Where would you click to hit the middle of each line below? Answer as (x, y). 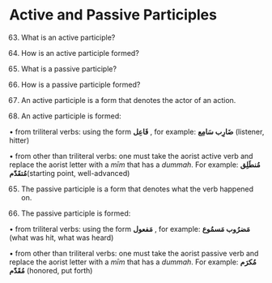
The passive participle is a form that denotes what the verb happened (137, 189)
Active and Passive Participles (113, 15)
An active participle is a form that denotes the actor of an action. (128, 100)
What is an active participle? (68, 37)
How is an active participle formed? (80, 53)
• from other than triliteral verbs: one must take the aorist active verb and (131, 156)
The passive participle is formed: (76, 213)
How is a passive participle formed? (81, 84)
